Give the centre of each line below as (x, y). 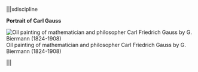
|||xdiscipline (22, 9)
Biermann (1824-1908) (34, 51)
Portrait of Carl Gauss (34, 21)
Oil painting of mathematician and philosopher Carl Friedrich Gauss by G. (96, 45)
